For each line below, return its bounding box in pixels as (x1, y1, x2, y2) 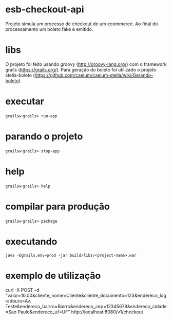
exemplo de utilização (5, 270, 101, 281)
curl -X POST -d (5, 287, 40, 293)
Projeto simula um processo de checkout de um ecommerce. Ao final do (5, 21, 158, 27)
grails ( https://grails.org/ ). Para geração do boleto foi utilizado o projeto (5, 66, 157, 73)
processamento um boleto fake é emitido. (5, 26, 93, 32)
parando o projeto (5, 131, 83, 142)
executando (5, 236, 58, 247)
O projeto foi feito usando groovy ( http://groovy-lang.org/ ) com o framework (5, 61, 167, 67)
